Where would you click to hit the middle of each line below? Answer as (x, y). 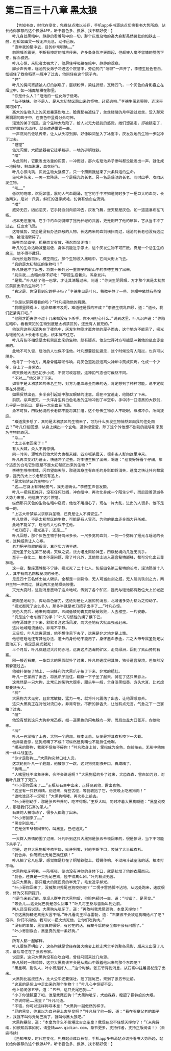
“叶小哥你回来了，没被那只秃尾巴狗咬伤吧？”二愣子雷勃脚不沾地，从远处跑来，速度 (87, 887)
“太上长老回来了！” (30, 443)
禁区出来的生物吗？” (27, 286)
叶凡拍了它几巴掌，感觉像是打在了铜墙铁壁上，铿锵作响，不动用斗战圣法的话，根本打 (88, 860)
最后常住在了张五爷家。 (34, 952)
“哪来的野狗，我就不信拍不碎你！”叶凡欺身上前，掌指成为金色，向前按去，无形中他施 (88, 747)
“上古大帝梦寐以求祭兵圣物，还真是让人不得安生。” (57, 514)
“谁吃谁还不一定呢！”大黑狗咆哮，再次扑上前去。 (56, 796)
